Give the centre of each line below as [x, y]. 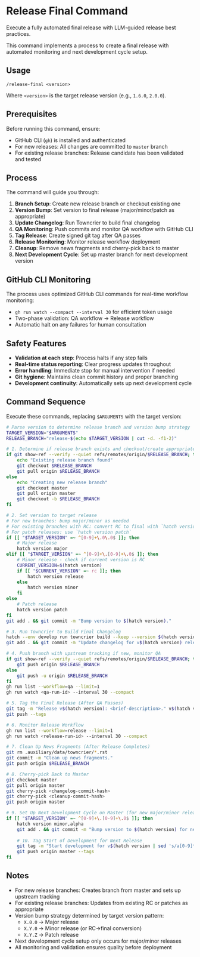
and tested [28, 159]
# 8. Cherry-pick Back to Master [48, 774]
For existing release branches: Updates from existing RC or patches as [101, 903]
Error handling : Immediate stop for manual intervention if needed [95, 370]
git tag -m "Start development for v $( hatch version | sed [92, 846]
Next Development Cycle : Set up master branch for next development [101, 254]
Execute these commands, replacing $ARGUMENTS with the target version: [94, 416]
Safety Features [36, 344]
